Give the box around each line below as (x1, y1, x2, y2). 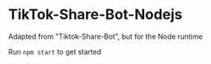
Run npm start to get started (8, 47, 102, 56)
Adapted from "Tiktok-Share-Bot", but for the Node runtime (8, 32, 203, 41)
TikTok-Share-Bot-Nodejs (8, 6, 183, 24)
